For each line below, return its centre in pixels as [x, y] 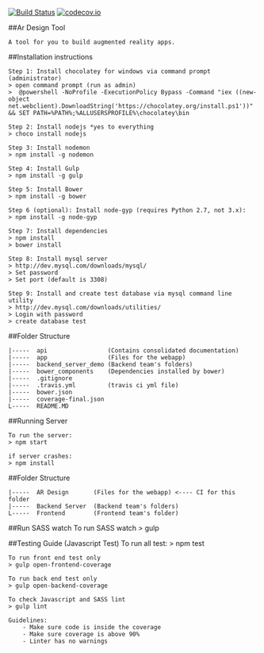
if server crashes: [40, 456]
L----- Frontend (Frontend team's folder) [94, 513]
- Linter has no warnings [65, 641]
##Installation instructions [51, 57]
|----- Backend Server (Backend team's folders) [94, 506]
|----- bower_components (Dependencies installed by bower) [117, 371]
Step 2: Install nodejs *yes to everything [81, 127]
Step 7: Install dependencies [58, 231]
